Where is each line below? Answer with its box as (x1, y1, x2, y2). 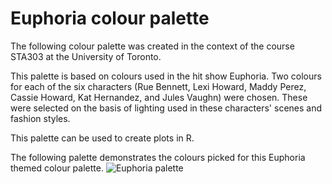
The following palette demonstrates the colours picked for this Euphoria (10, 151, 306, 163)
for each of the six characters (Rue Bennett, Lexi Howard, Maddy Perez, (10, 80, 307, 92)
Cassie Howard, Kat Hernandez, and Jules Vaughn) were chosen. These (10, 91, 308, 103)
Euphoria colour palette (10, 7, 210, 30)
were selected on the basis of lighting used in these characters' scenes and (10, 102, 323, 114)
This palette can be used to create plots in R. (10, 132, 195, 144)
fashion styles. (10, 112, 71, 124)
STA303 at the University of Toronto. (10, 50, 162, 62)
